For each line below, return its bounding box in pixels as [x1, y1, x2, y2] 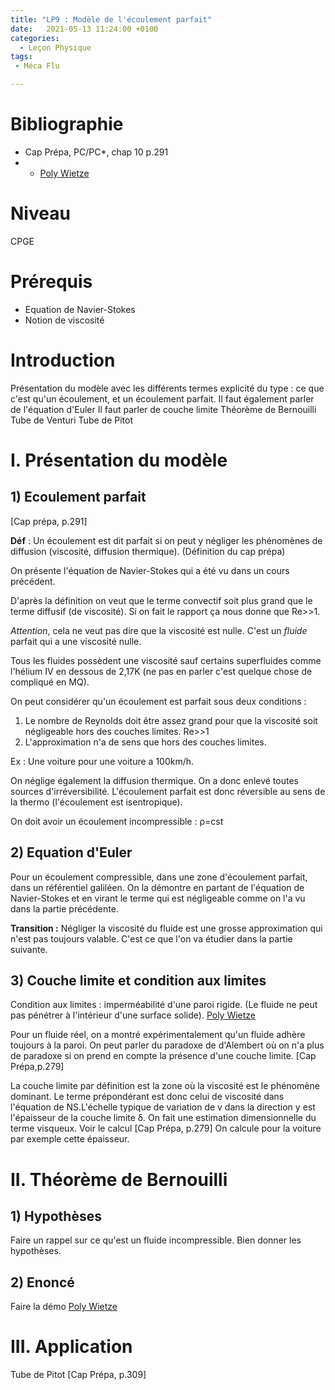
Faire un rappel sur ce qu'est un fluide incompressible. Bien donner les [10, 1234, 302, 1246]
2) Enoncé [10, 1274, 75, 1291]
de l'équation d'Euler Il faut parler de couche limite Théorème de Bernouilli [10, 403, 317, 415]
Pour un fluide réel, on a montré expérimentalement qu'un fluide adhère [10, 1029, 306, 1041]
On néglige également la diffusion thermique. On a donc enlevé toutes [10, 774, 299, 786]
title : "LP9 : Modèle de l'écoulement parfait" [10, 14, 213, 25]
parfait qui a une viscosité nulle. [10, 635, 142, 647]
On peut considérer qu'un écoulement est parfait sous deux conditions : [10, 695, 307, 707]
